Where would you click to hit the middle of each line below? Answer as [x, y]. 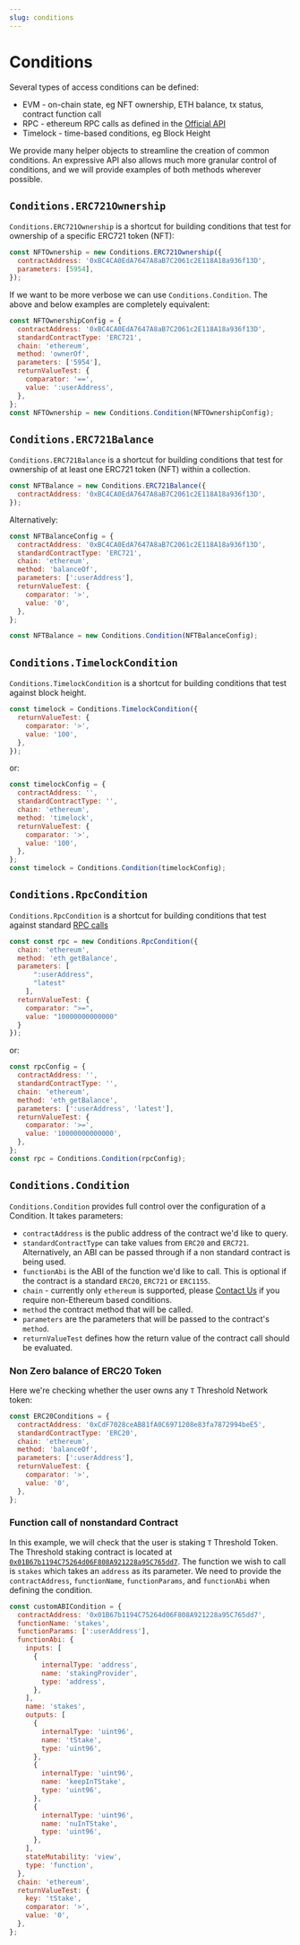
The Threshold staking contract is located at [91, 1552]
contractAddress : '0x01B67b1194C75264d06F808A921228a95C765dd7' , [142, 1615]
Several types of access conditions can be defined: [104, 87]
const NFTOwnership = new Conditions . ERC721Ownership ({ [116, 252]
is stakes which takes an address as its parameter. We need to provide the [146, 1571]
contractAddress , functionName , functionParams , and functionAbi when [140, 1580]
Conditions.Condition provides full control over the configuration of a [137, 1206]
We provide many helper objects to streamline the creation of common [140, 150]
